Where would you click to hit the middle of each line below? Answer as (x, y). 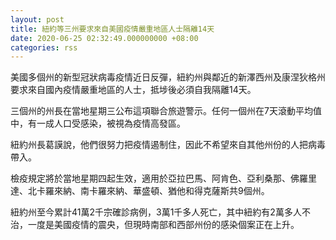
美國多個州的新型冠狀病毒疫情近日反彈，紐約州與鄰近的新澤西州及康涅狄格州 (168, 77)
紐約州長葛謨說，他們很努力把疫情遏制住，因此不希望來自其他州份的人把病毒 (168, 145)
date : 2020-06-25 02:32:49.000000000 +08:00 (104, 38)
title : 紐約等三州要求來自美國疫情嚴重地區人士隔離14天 (112, 29)
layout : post (37, 19)
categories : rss (44, 47)
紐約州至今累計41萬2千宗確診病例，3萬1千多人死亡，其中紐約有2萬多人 (156, 212)
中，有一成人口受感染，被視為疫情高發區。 (98, 123)
